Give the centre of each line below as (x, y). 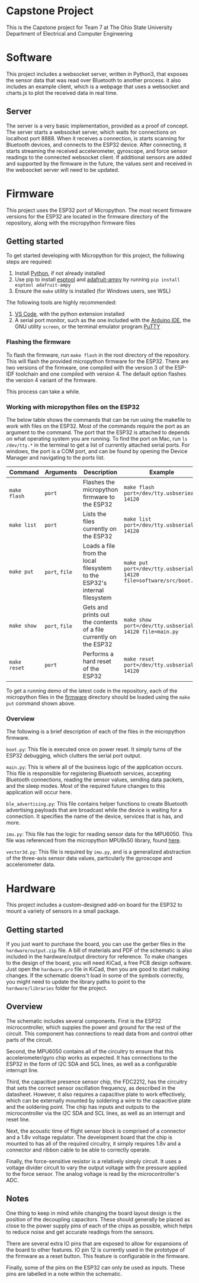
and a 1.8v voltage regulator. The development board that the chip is (89, 1137)
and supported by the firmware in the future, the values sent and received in (99, 163)
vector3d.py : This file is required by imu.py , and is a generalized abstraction (99, 852)
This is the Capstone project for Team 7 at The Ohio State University (89, 27)
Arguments (61, 472)
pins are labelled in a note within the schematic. (64, 1274)
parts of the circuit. (30, 1040)
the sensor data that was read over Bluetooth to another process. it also (94, 80)
